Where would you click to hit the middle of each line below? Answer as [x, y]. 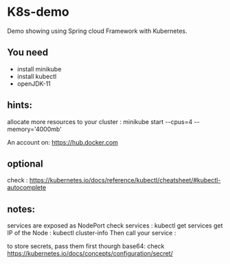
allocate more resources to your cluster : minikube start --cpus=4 [100, 121]
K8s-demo [38, 12]
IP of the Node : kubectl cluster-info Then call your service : [92, 233]
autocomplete [27, 188]
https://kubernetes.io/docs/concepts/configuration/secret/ [90, 254]
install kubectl [37, 76]
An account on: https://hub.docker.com [63, 142]
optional [25, 164]
